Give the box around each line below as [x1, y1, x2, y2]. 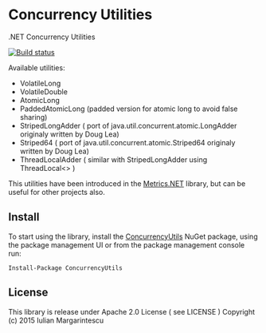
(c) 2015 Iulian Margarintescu [8, 315, 104, 325]
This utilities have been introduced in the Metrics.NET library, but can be [8, 178, 246, 188]
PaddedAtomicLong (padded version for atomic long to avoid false [19, 104, 238, 113]
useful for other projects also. [8, 187, 106, 196]
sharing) [19, 112, 48, 121]
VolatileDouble [19, 86, 68, 97]
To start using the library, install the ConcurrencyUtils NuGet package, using [8, 232, 258, 241]
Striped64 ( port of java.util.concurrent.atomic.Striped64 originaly [19, 137, 236, 147]
